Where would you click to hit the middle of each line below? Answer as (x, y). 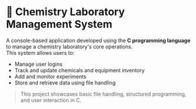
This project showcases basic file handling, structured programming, (103, 94)
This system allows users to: (40, 52)
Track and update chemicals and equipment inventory (80, 70)
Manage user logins (38, 64)
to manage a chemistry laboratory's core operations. (69, 47)
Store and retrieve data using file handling (65, 82)
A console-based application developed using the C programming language (98, 40)
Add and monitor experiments (50, 76)
